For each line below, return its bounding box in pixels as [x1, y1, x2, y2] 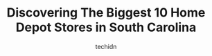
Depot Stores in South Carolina [15, 19, 197, 35]
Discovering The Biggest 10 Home [6, 5, 206, 21]
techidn [95, 42, 117, 50]
